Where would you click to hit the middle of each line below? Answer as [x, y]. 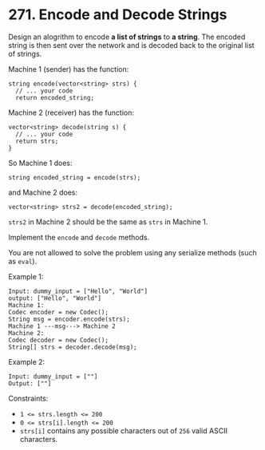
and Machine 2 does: [43, 192]
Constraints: [28, 398]
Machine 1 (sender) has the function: [69, 69]
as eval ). [23, 261]
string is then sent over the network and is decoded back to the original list [131, 45]
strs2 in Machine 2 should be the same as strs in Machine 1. [108, 222]
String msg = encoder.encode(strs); [69, 319]
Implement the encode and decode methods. [79, 237]
